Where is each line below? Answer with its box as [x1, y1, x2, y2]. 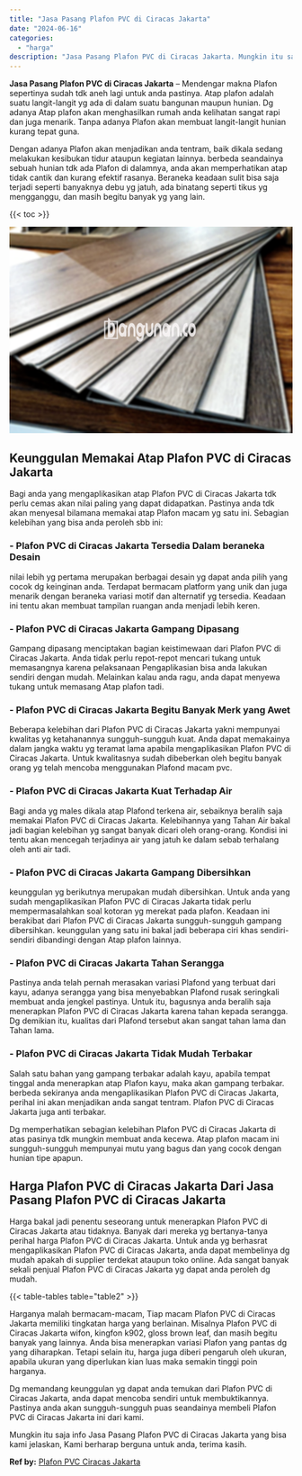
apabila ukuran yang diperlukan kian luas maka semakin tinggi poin [9, 1356, 258, 1367]
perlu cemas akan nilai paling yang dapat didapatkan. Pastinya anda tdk [9, 498, 275, 508]
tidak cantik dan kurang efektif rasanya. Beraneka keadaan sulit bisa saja [9, 172, 280, 184]
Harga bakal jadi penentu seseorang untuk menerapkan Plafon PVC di [9, 1216, 268, 1228]
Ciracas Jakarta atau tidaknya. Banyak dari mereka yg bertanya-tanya [9, 1226, 268, 1237]
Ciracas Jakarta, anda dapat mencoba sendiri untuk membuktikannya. [9, 1393, 270, 1404]
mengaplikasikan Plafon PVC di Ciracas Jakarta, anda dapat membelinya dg [9, 1245, 290, 1255]
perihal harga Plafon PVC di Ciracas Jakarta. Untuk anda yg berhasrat [9, 1236, 268, 1246]
